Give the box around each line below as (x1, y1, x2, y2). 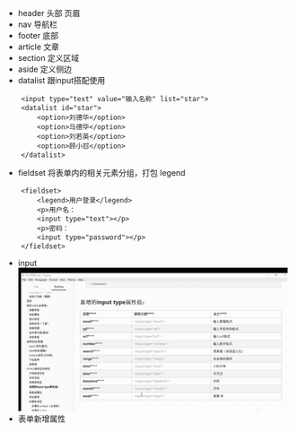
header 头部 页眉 (17, 8, 81, 18)
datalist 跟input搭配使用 (17, 75, 106, 85)
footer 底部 (17, 30, 59, 40)
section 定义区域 (17, 53, 79, 63)
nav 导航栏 (17, 19, 58, 30)
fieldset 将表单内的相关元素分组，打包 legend (17, 168, 186, 177)
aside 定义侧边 (17, 64, 73, 74)
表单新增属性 (17, 413, 66, 424)
